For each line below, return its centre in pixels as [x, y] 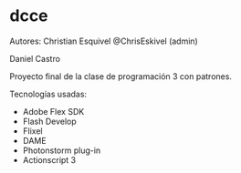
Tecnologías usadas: [48, 94]
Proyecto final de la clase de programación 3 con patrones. [121, 76]
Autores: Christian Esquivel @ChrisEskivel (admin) [104, 41]
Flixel [32, 131]
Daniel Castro [35, 58]
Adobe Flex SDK [53, 111]
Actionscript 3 [49, 159]
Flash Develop [50, 121]
